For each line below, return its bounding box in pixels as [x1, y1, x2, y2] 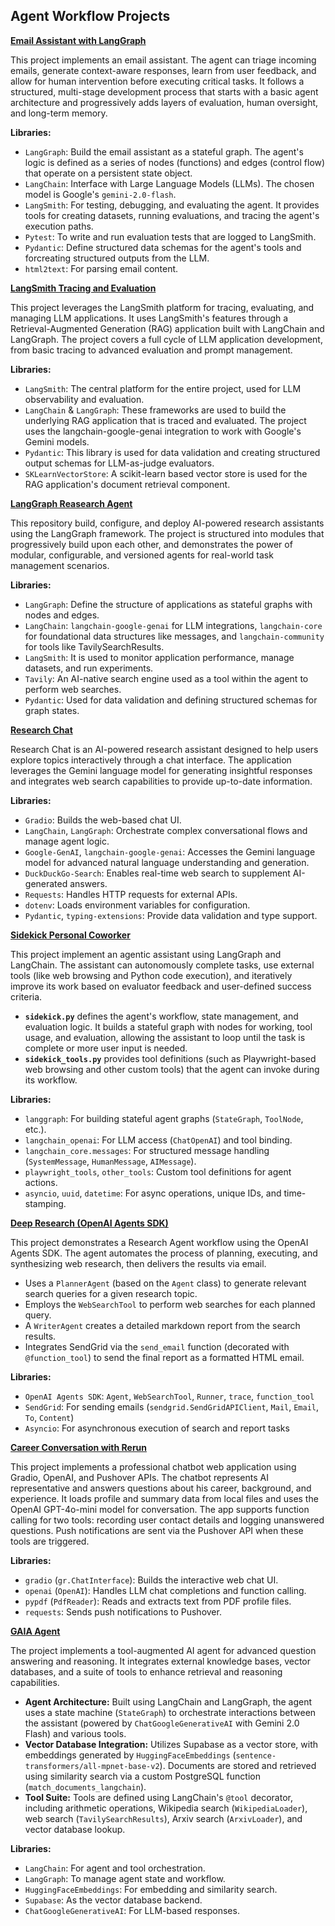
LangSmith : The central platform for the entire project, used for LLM [24, 382, 302, 394]
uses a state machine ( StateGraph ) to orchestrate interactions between [24, 1706, 317, 1718]
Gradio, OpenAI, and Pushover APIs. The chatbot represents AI [10, 1471, 269, 1483]
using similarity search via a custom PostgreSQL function [24, 1770, 261, 1782]
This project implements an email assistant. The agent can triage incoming [10, 54, 317, 66]
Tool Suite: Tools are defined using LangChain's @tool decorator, [24, 1791, 293, 1803]
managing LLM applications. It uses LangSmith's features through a [10, 312, 289, 324]
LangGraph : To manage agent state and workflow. [24, 1872, 226, 1884]
